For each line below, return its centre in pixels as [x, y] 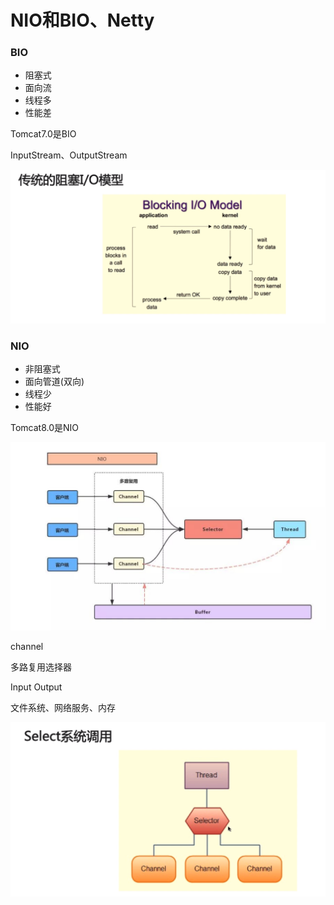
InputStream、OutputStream [69, 155]
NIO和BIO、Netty [82, 20]
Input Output [36, 687]
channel [27, 646]
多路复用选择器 [41, 667]
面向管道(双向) [54, 381]
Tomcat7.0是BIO [43, 134]
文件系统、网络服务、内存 [63, 707]
